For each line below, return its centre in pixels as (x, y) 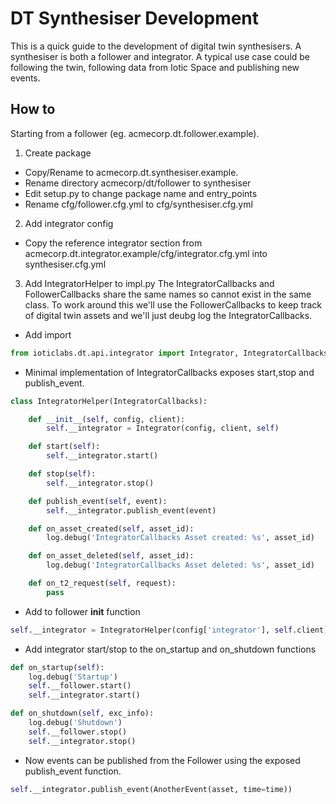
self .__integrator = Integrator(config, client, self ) (163, 428)
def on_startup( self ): (57, 667)
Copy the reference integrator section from (113, 243)
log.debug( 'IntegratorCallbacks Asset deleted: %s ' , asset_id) (180, 565)
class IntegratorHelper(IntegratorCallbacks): (109, 401)
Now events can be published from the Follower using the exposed (162, 760)
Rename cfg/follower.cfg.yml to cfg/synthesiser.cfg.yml (138, 204)
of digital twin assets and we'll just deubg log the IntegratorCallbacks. (168, 315)
